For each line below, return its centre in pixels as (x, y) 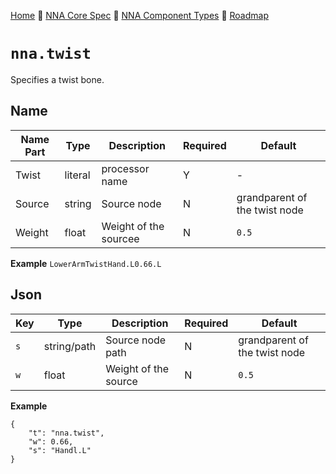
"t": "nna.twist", (66, 433)
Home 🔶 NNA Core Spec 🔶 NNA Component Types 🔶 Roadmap (139, 15)
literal (77, 175)
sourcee (120, 238)
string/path (70, 346)
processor (125, 168)
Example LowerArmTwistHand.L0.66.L (86, 263)
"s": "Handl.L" (60, 450)
